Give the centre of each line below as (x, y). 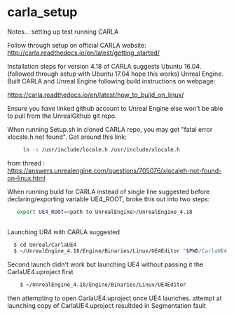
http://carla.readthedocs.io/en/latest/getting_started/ (83, 53)
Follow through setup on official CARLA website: (77, 45)
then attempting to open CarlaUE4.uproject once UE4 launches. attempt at (115, 298)
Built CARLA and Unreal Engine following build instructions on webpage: (111, 81)
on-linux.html (26, 178)
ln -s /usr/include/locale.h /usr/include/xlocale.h (101, 149)
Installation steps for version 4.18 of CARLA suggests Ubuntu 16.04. (104, 66)
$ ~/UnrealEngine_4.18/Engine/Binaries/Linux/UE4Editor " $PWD (106, 251)
